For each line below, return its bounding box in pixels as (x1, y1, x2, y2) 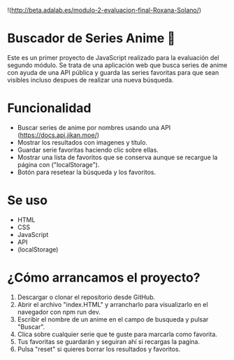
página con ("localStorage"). (17, 160, 100, 168)
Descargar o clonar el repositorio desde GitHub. (17, 293, 156, 301)
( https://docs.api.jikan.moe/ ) (17, 131, 100, 139)
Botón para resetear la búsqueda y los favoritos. (17, 168, 156, 176)
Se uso (7, 192, 47, 208)
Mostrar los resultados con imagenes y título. (17, 138, 148, 146)
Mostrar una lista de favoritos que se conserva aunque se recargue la (17, 153, 218, 161)
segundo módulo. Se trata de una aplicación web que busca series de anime (7, 61, 228, 69)
